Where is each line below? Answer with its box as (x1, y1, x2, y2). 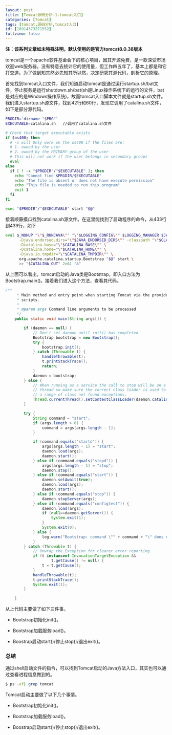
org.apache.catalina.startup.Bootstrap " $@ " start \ (18, 256, 134, 262)
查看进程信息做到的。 (9, 672, 55, 678)
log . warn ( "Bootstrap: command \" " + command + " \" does (41, 534, 164, 539)
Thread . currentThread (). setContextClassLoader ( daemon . (32, 397, 153, 402)
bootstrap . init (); (41, 344, 81, 350)
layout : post (5, 7, 33, 13)
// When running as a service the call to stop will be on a (32, 382, 166, 388)
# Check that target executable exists (5, 130, 91, 136)
